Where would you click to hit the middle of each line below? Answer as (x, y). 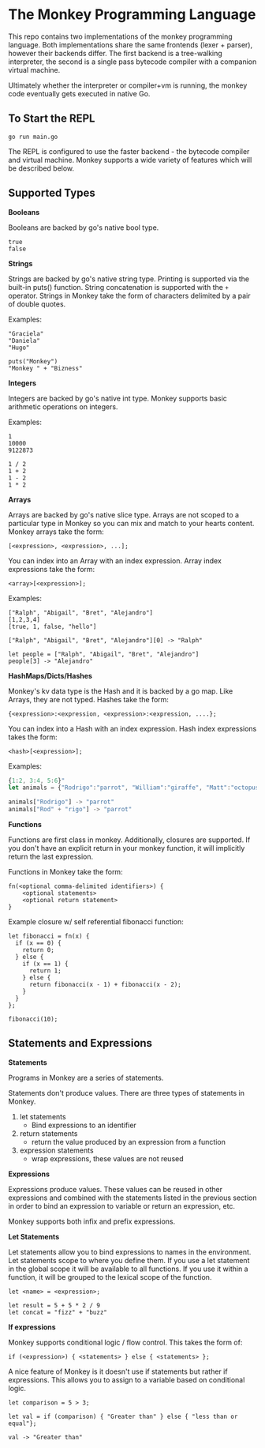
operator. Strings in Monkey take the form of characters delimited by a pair (129, 295)
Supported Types (52, 193)
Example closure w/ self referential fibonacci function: (96, 922)
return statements (49, 1133)
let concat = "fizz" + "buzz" (58, 1312)
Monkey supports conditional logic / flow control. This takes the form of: (125, 1342)
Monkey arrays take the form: (56, 532)
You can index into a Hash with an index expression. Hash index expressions (132, 728)
